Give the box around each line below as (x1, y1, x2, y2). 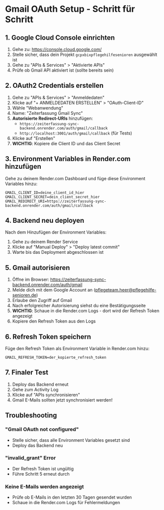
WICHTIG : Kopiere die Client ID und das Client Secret (12, 140, 120, 146)
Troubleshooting (5, 411, 57, 420)
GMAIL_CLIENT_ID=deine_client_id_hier (5, 190, 84, 195)
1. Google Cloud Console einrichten (5, 33, 115, 42)
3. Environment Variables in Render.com (5, 155, 131, 163)
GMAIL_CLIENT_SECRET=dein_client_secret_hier (5, 194, 100, 199)
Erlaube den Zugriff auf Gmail (12, 297, 72, 303)
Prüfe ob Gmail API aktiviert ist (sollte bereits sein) (12, 67, 114, 73)
